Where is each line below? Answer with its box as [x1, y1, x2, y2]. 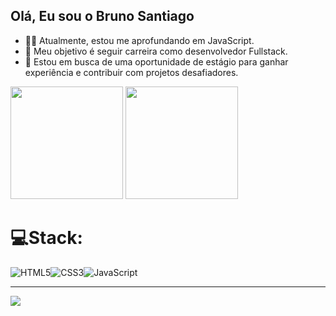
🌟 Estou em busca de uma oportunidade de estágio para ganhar [24, 55, 289, 68]
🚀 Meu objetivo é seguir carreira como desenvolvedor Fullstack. [24, 45, 288, 57]
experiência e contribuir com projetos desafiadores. [24, 66, 239, 78]
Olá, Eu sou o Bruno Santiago [10, 8, 195, 25]
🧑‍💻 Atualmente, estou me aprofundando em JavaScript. [24, 34, 255, 46]
